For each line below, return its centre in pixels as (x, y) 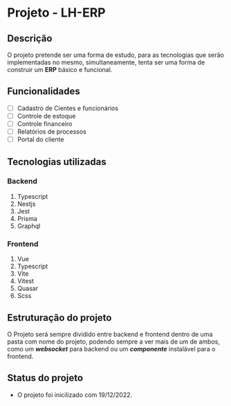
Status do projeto (45, 378)
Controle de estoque (46, 116)
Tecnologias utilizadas (57, 162)
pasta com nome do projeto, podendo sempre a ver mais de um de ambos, (113, 342)
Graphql (29, 226)
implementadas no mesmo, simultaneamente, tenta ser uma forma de (106, 62)
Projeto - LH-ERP (56, 13)
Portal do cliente (40, 139)
